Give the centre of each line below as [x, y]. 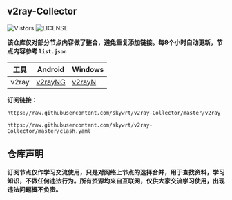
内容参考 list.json [40, 51]
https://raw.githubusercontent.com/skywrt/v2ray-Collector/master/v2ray [114, 113]
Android [50, 69]
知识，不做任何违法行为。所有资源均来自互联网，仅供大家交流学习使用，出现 [116, 181]
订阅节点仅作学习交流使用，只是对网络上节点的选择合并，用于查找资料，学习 [116, 172]
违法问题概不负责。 [35, 189]
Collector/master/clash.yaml [49, 131]
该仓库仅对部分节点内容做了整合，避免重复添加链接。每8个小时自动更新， [112, 42]
